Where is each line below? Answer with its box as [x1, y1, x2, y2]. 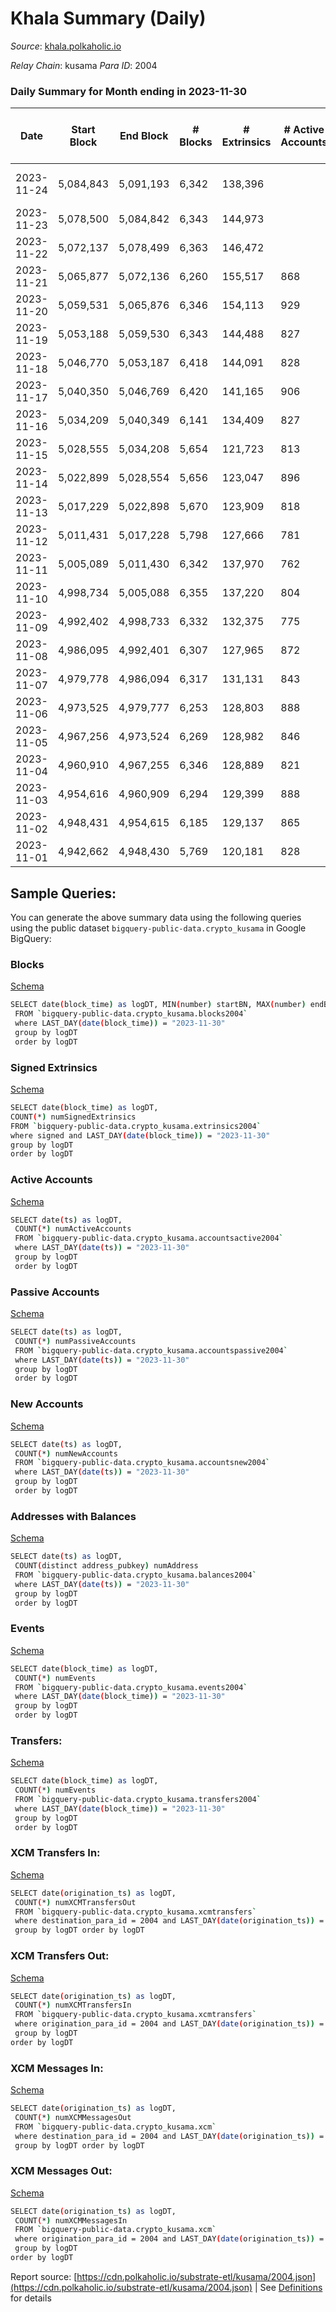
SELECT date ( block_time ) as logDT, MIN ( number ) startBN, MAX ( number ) [10, 1000, 307, 1010]
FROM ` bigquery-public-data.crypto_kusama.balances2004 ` [14, 1570, 257, 1580]
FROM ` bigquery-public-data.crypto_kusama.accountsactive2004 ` [14, 1233, 284, 1244]
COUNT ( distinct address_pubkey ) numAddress [14, 1561, 199, 1571]
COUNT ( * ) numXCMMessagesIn [14, 2215, 128, 2226]
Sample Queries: [10, 885, 117, 902]
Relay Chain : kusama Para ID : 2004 [10, 59, 158, 71]
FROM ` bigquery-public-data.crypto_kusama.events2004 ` [14, 1682, 248, 1692]
